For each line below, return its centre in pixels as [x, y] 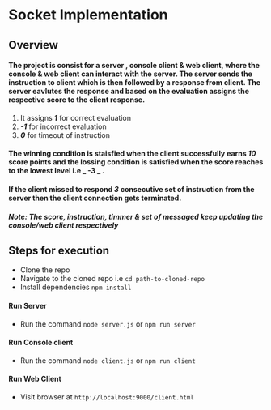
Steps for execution [59, 250]
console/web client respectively [64, 225]
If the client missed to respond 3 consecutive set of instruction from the [131, 189]
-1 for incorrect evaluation [63, 126]
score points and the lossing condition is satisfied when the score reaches [136, 162]
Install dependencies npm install [76, 287]
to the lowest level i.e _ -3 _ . [57, 171]
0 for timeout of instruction [65, 135]
